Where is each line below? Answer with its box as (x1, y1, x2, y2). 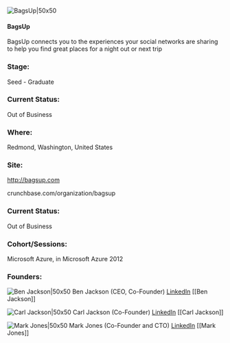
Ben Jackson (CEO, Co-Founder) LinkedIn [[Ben (71, 287, 208, 296)
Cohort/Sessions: (7, 239, 67, 249)
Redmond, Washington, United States (7, 143, 113, 151)
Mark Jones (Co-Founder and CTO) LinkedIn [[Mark (69, 322, 216, 330)
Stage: (7, 62, 30, 71)
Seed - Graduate (7, 78, 55, 86)
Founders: (7, 272, 43, 281)
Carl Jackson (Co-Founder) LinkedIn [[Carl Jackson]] (73, 308, 224, 316)
